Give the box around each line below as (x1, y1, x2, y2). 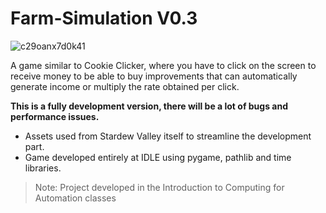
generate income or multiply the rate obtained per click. (10, 80, 240, 92)
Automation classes (34, 192, 117, 204)
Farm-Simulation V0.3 (10, 7, 198, 30)
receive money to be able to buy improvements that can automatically (10, 70, 298, 82)
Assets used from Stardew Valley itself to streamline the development (24, 130, 312, 142)
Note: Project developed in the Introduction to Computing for (34, 181, 285, 193)
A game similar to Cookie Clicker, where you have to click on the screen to (10, 59, 317, 71)
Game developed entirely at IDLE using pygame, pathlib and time (24, 151, 292, 163)
